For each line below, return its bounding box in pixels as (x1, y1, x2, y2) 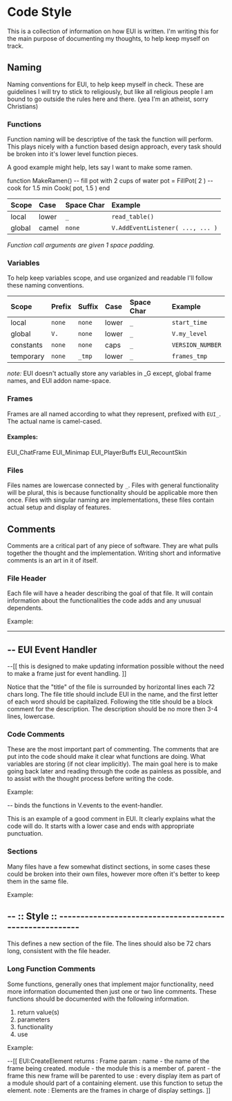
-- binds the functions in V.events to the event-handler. (7, 801, 164, 809)
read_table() (111, 213, 154, 221)
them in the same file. (7, 877, 69, 885)
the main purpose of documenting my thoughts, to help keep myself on (7, 34, 209, 42)
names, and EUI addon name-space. (7, 377, 111, 385)
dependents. (7, 604, 43, 612)
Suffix (78, 302, 99, 312)
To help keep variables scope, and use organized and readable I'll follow (7, 274, 213, 282)
